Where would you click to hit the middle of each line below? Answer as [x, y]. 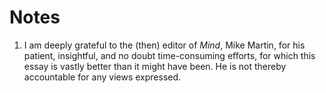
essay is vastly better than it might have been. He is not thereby [155, 66]
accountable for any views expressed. [102, 77]
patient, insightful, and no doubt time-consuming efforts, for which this [169, 55]
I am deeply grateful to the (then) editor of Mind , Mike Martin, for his [164, 45]
